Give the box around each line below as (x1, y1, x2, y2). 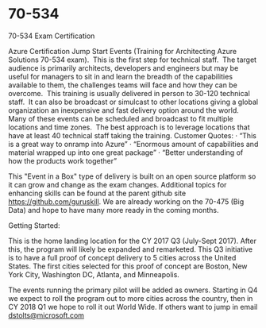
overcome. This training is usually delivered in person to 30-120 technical (8, 88, 250, 98)
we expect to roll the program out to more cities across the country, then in (8, 293, 253, 303)
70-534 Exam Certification (8, 31, 95, 41)
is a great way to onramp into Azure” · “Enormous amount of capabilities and (8, 139, 259, 149)
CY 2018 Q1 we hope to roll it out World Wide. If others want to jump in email (8, 302, 258, 311)
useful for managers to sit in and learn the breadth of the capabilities (8, 71, 233, 81)
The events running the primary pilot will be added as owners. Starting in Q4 (8, 285, 258, 295)
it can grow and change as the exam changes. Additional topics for (8, 179, 227, 189)
